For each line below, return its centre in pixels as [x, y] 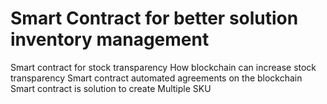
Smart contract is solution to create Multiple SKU [111, 88]
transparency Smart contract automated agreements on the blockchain [156, 78]
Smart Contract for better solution [154, 18]
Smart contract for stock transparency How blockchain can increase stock [163, 67]
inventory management [110, 39]
